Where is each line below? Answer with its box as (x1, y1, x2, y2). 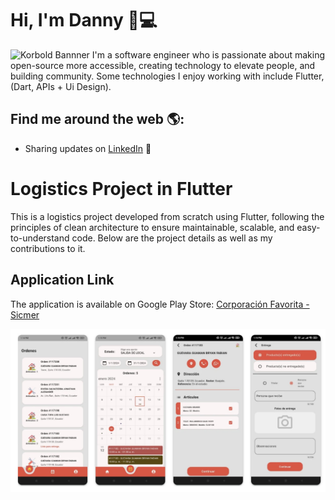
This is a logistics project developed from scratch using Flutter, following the (10, 210, 325, 222)
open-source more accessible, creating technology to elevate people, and (10, 59, 316, 71)
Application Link (10, 272, 115, 289)
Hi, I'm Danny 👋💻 (10, 9, 158, 32)
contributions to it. (10, 242, 86, 254)
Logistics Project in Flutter (10, 177, 233, 200)
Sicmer (10, 308, 40, 321)
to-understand (10, 232, 70, 244)
